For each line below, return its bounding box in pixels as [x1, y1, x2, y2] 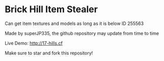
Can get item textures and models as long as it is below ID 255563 [5, 20, 144, 26]
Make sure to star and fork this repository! [5, 50, 93, 56]
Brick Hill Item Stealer [5, 4, 98, 15]
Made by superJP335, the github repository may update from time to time [5, 30, 159, 36]
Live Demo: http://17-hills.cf [5, 40, 63, 46]
